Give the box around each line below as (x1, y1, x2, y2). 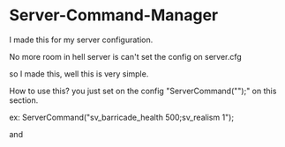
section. (9, 94, 39, 106)
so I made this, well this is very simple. (9, 68, 149, 79)
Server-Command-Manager (9, 5, 219, 26)
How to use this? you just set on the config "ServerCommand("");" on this (9, 85, 277, 96)
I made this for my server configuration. (9, 34, 154, 45)
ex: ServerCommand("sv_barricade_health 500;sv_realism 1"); (9, 112, 235, 122)
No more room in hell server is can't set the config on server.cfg (9, 51, 243, 62)
